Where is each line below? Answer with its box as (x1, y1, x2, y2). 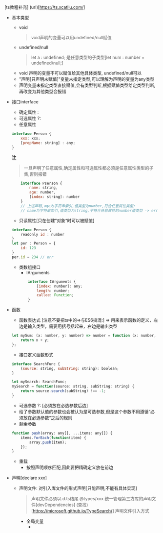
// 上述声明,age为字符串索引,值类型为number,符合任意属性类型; (20, 203, 136, 208)
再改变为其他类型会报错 (19, 89, 66, 94)
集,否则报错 (23, 171, 47, 177)
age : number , (29, 190, 56, 195)
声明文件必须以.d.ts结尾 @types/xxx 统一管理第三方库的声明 (31, 496, 152, 502)
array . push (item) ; (29, 440, 67, 445)
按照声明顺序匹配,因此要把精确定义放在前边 (26, 464, 113, 470)
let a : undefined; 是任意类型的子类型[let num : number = (31, 54, 145, 60)
